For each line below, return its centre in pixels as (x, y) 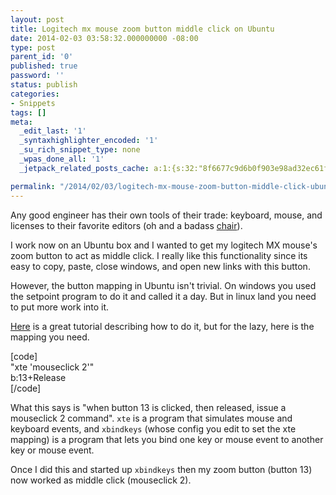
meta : (21, 122)
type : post (33, 47)
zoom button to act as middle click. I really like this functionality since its (159, 255)
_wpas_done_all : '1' (62, 159)
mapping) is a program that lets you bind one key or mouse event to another (167, 439)
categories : (35, 94)
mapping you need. (50, 337)
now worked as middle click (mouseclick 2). (101, 480)
